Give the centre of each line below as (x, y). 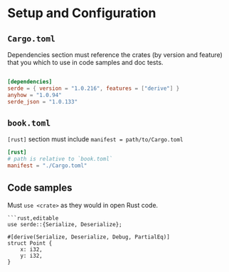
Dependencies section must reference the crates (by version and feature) (115, 55)
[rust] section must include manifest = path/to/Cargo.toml (95, 139)
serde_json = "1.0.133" (43, 101)
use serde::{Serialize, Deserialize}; (65, 224)
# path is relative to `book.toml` (60, 159)
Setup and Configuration (82, 13)
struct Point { (30, 243)
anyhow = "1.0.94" (34, 95)
